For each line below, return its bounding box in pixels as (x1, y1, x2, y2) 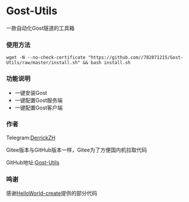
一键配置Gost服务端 (14, 97, 63, 104)
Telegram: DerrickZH (6, 134, 56, 141)
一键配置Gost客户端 (14, 104, 63, 111)
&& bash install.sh (82, 60, 131, 66)
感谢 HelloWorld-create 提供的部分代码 (6, 190, 97, 197)
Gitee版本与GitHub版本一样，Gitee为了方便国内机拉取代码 (6, 146, 147, 153)
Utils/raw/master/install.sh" (6, 60, 81, 66)
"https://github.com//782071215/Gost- (87, 54, 184, 60)
